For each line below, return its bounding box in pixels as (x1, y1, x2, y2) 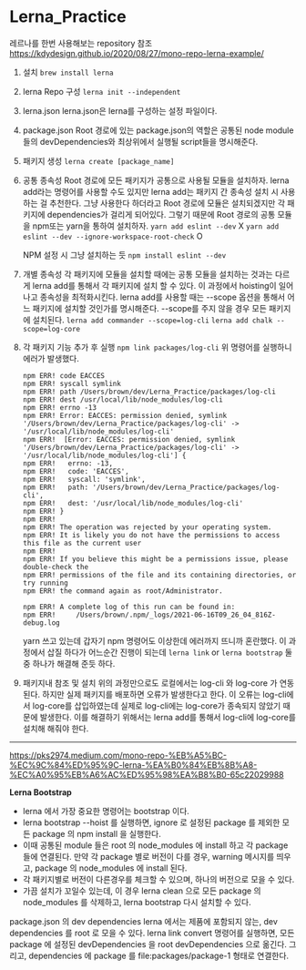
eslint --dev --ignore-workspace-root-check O (22, 230, 203, 241)
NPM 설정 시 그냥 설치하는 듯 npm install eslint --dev (22, 249, 227, 260)
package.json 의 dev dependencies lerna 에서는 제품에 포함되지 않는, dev (9, 915, 278, 926)
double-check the (22, 562, 89, 571)
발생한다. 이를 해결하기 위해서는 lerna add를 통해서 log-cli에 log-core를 (39, 711, 296, 722)
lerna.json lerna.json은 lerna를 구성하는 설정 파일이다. (22, 105, 218, 116)
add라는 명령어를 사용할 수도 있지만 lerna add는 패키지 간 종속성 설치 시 (22, 186, 280, 197)
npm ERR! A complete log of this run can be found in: (22, 602, 236, 611)
